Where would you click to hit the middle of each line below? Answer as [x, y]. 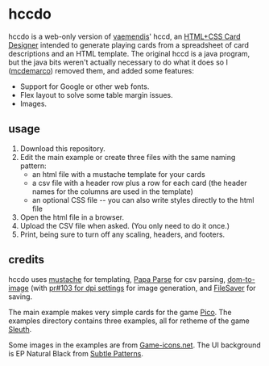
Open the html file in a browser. [72, 217]
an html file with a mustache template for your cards [118, 174]
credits [27, 260]
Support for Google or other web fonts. [85, 86]
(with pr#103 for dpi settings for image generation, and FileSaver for [143, 288]
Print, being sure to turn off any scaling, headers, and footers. [122, 234]
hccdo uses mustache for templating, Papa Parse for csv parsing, [117, 279]
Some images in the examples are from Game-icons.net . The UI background [135, 345]
